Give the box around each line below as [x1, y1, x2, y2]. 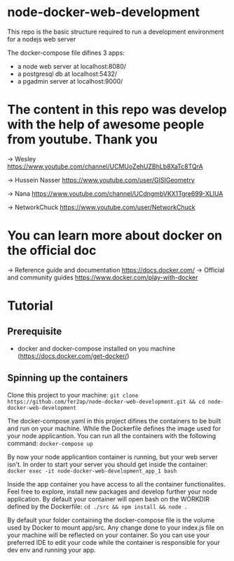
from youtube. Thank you [7, 131, 158, 147]
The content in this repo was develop [7, 102, 228, 118]
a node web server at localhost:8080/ [17, 62, 127, 70]
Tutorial [7, 298, 54, 313]
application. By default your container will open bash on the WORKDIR [7, 494, 210, 503]
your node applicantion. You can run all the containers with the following [7, 431, 216, 440]
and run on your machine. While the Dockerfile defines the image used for [7, 424, 221, 433]
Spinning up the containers [7, 372, 128, 384]
